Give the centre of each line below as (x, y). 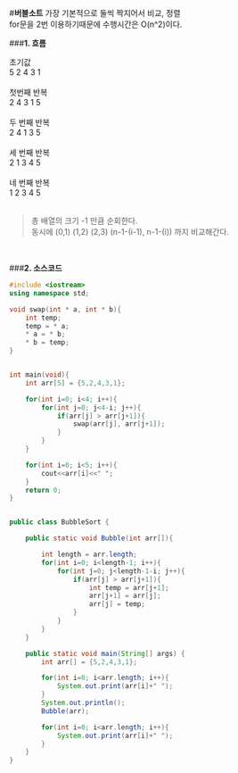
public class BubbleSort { (59, 522)
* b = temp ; (47, 343)
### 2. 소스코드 (36, 268)
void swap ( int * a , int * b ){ (66, 309)
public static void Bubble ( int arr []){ (99, 538)
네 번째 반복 (30, 183)
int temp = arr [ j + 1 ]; (129, 587)
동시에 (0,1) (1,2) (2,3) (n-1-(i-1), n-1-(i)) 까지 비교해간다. (130, 232)
